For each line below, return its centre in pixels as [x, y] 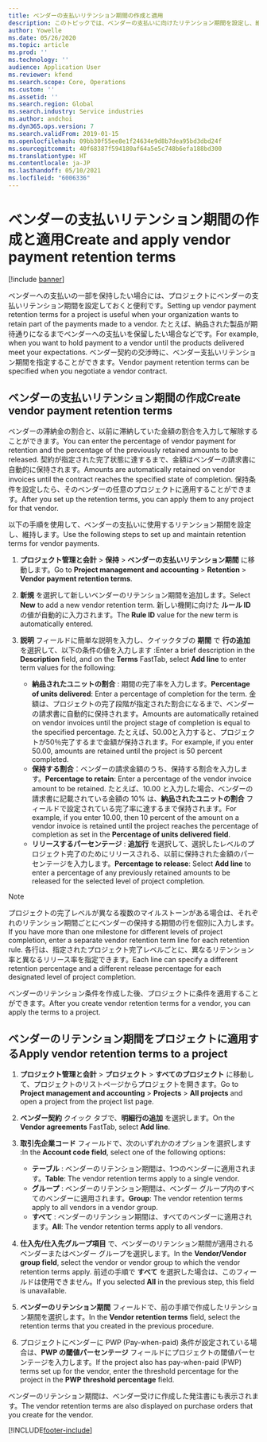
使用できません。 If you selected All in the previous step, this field [147, 1282]
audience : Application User [55, 68]
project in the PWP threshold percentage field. [97, 1380]
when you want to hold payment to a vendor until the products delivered [126, 342]
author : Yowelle [35, 30]
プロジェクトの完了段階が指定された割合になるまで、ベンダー [154, 703]
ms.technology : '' [39, 60]
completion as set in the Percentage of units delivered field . [131, 834]
